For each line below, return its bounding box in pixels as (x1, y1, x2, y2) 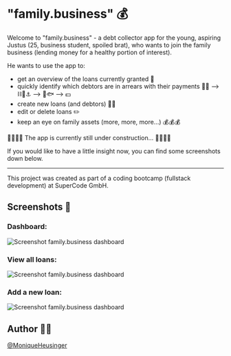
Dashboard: (7, 222, 47, 232)
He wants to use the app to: (7, 61, 86, 69)
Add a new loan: (7, 287, 62, 297)
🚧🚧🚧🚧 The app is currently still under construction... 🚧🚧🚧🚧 (7, 133, 172, 142)
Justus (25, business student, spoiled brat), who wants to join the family (7, 41, 211, 49)
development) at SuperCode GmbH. (7, 181, 109, 190)
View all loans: (7, 254, 57, 264)
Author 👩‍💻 (7, 323, 52, 335)
